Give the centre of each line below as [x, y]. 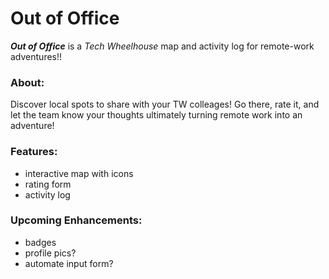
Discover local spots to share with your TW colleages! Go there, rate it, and [165, 104]
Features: [34, 152]
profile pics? [50, 253]
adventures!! [36, 56]
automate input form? [69, 263]
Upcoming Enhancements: [76, 220]
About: [27, 82]
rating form [48, 184]
